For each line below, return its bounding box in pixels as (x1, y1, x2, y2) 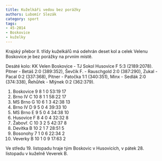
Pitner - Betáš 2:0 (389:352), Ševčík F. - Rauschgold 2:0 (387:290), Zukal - (5, 68, 158, 74)
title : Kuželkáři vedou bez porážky (5, 7, 81, 12)
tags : (5, 21, 17, 26)
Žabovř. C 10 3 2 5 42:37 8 (12, 120, 67, 126)
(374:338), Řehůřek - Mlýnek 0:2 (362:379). (5, 79, 95, 84)
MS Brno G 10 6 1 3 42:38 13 (12, 99, 70, 105)
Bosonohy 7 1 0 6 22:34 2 (12, 130, 65, 136)
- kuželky (5, 35, 26, 40)
